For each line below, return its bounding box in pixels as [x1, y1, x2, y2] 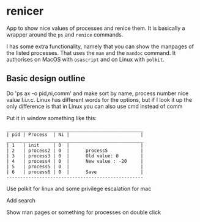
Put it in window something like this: [6, 114, 97, 121]
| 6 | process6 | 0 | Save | [6, 169, 144, 175]
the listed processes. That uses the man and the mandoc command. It [6, 49, 176, 56]
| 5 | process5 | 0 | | [6, 163, 144, 170]
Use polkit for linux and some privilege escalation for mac [6, 185, 152, 192]
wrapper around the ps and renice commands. [6, 30, 124, 38]
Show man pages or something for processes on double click [6, 209, 161, 216]
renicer [6, 4, 44, 18]
